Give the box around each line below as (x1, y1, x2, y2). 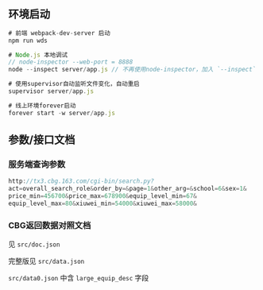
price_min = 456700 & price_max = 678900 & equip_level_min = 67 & (8, 192, 197, 200)
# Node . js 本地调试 (8, 51, 68, 59)
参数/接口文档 (8, 133, 75, 147)
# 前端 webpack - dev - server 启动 (8, 29, 111, 37)
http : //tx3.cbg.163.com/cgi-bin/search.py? (8, 177, 155, 185)
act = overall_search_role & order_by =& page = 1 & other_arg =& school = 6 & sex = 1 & (8, 185, 247, 193)
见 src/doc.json (8, 239, 60, 249)
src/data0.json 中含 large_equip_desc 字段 (8, 273, 149, 283)
